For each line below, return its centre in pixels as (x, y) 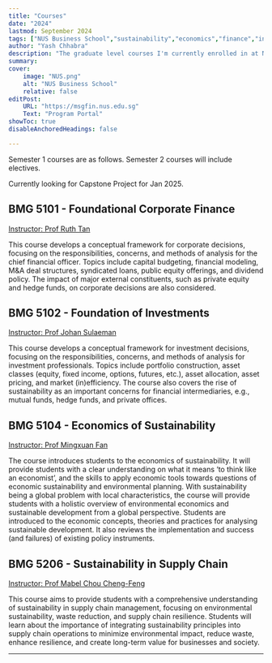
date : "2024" (30, 24)
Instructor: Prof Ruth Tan (49, 229)
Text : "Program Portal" (63, 114)
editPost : (25, 99)
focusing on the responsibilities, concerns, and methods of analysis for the (133, 253)
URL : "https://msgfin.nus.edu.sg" (81, 106)
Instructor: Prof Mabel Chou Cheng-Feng (77, 583)
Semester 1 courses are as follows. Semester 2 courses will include (121, 159)
